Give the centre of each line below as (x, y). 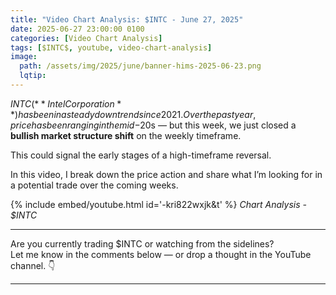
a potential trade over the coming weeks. (94, 185)
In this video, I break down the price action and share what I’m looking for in (166, 174)
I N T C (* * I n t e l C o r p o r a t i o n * (66, 103)
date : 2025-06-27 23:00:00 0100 (77, 29)
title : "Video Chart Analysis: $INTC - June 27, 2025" (127, 19)
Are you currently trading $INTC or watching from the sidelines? (142, 243)
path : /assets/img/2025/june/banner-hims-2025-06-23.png (140, 66)
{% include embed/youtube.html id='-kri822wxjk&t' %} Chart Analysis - (158, 204)
